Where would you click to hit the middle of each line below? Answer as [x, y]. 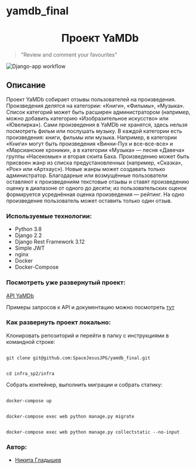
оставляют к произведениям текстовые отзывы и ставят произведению [98, 181]
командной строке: [31, 341]
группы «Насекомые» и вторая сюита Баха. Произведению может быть [98, 156]
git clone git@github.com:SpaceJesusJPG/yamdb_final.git [78, 358]
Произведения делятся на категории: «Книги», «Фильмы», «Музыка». [95, 105]
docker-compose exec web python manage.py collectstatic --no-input [93, 432]
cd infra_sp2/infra [30, 374]
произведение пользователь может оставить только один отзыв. [89, 200]
